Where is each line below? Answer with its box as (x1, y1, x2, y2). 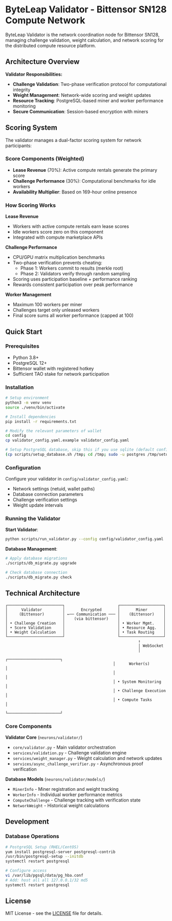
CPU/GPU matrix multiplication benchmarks (12, 254, 105, 260)
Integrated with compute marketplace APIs (12, 234, 103, 240)
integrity (12, 86, 31, 93)
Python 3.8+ (12, 354, 39, 361)
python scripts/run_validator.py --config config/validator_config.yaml (5, 537, 164, 542)
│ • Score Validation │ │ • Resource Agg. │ (5, 625, 166, 630)
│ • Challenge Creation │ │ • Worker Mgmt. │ (5, 621, 166, 626)
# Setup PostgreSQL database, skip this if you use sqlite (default (5, 447, 155, 452)
